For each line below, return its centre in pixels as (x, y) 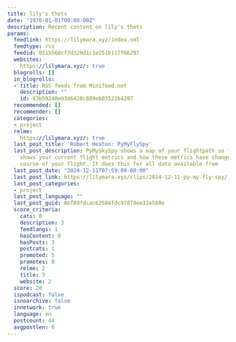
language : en (33, 314)
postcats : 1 (37, 249)
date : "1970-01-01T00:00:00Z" (52, 20)
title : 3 (33, 275)
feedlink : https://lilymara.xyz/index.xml (77, 40)
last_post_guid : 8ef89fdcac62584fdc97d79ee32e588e (89, 203)
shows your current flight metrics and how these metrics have (114, 158)
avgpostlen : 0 (34, 327)
